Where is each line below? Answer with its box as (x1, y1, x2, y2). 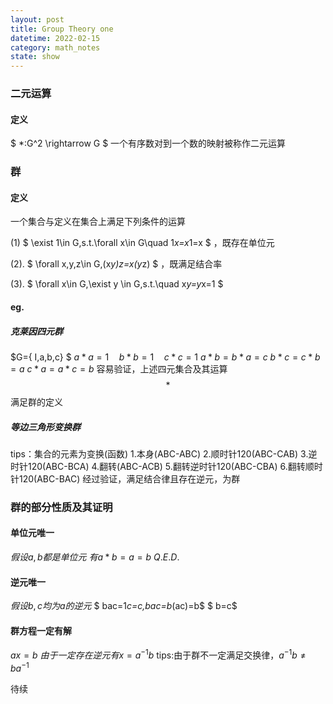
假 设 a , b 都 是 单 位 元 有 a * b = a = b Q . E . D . (10, 551, 180, 563)
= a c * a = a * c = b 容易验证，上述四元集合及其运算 (10, 362, 228, 375)
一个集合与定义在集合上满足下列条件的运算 (10, 216, 186, 228)
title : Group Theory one (10, 24, 114, 34)
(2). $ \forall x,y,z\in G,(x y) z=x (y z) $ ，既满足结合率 (10, 258, 223, 270)
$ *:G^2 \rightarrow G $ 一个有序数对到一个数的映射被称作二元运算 (10, 137, 287, 150)
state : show (10, 52, 60, 62)
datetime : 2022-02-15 (10, 33, 101, 43)
